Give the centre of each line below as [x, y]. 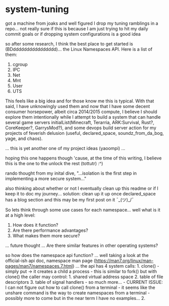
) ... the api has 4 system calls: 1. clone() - [116, 266]
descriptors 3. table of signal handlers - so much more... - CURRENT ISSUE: [84, 282]
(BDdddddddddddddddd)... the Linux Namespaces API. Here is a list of [79, 49]
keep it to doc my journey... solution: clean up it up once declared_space [80, 193]
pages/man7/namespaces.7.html [39, 266]
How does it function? [35, 225]
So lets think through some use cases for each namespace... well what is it [83, 210]
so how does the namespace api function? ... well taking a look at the [77, 255]
